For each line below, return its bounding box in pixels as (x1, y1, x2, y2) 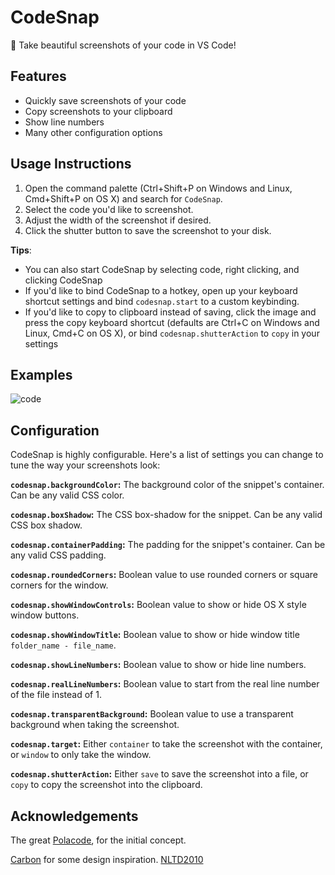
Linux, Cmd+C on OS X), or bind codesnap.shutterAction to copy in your (24, 327, 320, 339)
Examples (10, 366, 73, 383)
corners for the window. (10, 579, 109, 591)
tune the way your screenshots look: (10, 459, 161, 471)
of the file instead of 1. (10, 689, 102, 701)
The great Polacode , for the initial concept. (10, 834, 187, 846)
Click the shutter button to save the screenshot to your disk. (24, 224, 272, 236)
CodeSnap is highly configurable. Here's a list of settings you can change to (10, 449, 324, 461)
